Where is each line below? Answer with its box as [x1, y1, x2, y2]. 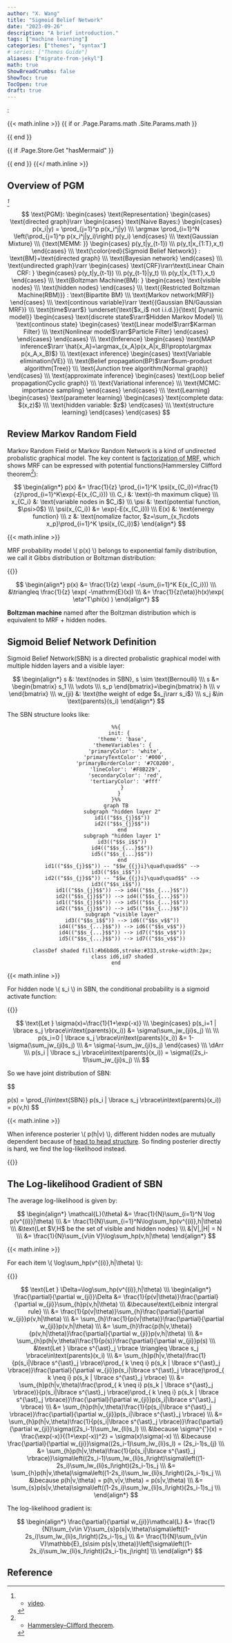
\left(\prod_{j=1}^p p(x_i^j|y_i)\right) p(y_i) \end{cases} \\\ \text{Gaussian [13, 232, 219, 240]
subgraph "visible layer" [85, 911, 160, 919]
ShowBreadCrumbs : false [7, 68, 76, 75]
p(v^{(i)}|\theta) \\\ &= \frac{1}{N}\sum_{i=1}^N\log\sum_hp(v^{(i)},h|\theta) [10, 1217, 222, 1226]
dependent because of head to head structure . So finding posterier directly [7, 1137, 221, 1146]
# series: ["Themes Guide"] [7, 49, 88, 56]
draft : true [7, 87, 41, 94]
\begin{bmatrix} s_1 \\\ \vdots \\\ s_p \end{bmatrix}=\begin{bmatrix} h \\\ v [12, 682, 220, 691]
